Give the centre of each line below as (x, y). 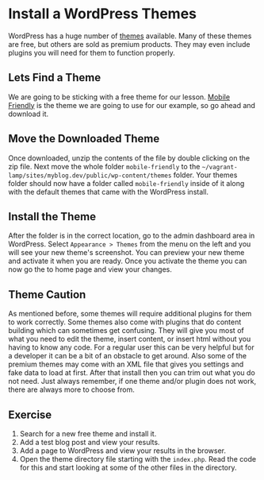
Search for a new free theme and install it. (88, 434)
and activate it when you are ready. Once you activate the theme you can (128, 261)
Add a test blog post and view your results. (90, 442)
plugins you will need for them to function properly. (92, 52)
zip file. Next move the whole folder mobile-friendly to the (104, 166)
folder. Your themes (205, 175)
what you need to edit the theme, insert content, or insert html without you (130, 339)
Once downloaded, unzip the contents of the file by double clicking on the (129, 158)
